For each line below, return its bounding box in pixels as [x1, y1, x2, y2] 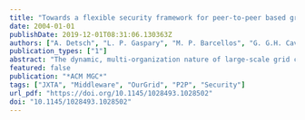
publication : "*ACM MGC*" [9, 72, 107, 81]
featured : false [9, 64, 71, 73]
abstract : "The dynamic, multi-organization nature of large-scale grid [9, 55, 290, 64]
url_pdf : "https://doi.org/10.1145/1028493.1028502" [9, 88, 213, 97]
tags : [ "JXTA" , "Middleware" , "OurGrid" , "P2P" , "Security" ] [9, 80, 246, 89]
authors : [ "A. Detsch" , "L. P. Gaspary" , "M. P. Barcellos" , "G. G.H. [9, 38, 282, 48]
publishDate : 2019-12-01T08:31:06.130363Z [9, 30, 172, 39]
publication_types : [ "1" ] [9, 47, 107, 56]
